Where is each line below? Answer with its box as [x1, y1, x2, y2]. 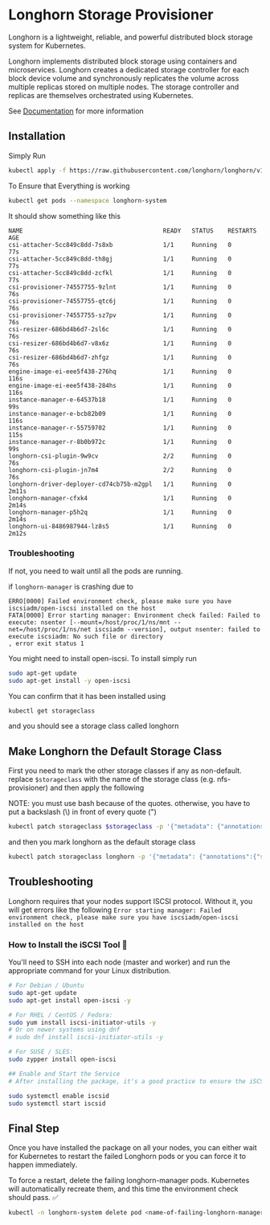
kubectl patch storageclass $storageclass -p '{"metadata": [8, 823, 215, 831]
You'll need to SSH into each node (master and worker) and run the [8, 957, 231, 967]
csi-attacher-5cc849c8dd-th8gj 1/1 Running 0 [8, 255, 231, 263]
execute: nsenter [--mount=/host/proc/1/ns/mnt [8, 618, 171, 627]
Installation [8, 129, 66, 143]
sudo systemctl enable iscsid [8, 1091, 110, 1100]
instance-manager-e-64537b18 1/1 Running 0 [8, 396, 231, 404]
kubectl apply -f [8, 166, 67, 175]
